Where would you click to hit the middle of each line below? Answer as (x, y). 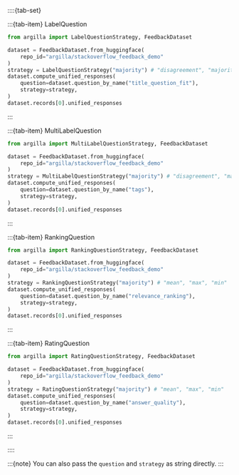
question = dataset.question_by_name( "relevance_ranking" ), (108, 296)
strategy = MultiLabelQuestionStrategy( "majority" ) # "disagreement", (114, 177)
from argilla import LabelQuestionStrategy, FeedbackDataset (100, 37)
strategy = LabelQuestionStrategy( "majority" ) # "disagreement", (106, 70)
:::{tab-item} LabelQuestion (47, 24)
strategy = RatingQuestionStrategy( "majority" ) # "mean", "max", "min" (116, 389)
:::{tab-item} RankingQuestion (51, 237)
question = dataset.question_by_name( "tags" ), (87, 190)
